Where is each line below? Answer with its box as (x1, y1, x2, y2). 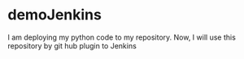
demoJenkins (7, 6, 102, 24)
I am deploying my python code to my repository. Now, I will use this (7, 32, 237, 42)
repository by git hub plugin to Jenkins (7, 40, 137, 50)
